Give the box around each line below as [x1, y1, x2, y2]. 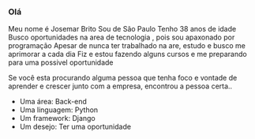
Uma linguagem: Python [19, 105, 99, 115]
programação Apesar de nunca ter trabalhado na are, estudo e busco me [8, 41, 246, 51]
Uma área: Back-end [19, 97, 87, 107]
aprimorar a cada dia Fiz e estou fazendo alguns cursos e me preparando [8, 50, 247, 59]
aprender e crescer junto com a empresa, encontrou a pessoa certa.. [8, 81, 233, 91]
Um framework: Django [19, 114, 96, 123]
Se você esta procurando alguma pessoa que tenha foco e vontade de [8, 73, 238, 83]
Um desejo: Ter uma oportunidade [19, 122, 132, 132]
